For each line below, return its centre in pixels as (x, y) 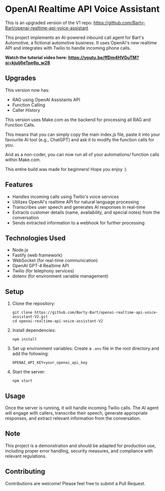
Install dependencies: (34, 330)
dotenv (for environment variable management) (60, 276)
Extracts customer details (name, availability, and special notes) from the (86, 212)
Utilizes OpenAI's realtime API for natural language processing (76, 202)
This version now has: (27, 90)
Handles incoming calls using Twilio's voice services (66, 196)
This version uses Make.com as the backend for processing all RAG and (78, 120)
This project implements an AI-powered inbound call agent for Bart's (75, 37)
